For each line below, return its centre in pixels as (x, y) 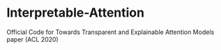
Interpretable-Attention (75, 13)
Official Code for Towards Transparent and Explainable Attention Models (110, 32)
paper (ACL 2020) (32, 39)
